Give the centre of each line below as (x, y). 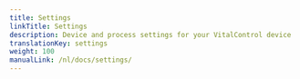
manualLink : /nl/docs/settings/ (71, 60)
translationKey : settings (58, 43)
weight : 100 (32, 52)
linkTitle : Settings (49, 26)
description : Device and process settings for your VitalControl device (150, 35)
